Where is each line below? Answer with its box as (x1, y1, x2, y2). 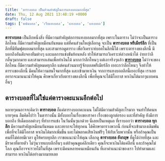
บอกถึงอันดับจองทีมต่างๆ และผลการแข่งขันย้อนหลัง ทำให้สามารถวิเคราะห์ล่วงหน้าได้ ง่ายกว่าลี (5, 51, 154, 57)
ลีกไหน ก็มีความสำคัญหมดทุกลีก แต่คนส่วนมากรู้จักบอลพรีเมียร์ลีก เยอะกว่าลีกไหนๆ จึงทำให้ (5, 62, 152, 68)
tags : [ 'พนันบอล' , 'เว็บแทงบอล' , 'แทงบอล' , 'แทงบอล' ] (5, 21, 105, 26)
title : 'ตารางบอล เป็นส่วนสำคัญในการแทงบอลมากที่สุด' (5, 7, 92, 12)
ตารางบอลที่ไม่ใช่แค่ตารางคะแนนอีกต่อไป (5, 93, 103, 102)
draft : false (5, 16, 32, 21)
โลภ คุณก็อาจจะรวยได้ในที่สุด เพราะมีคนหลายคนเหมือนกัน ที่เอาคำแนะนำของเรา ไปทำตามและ (5, 146, 156, 152)
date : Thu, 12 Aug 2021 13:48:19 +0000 (5, 12, 87, 17)
